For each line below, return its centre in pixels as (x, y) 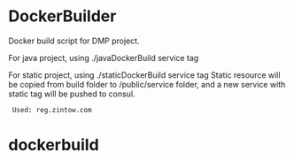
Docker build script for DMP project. (74, 41)
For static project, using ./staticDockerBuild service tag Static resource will (144, 75)
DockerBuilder (62, 16)
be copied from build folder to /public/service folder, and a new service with (147, 84)
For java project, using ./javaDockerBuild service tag (104, 57)
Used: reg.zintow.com (52, 110)
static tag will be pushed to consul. (72, 94)
